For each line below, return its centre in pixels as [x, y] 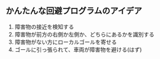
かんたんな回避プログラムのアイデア [74, 11]
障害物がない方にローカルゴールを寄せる [66, 42]
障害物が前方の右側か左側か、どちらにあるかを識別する [84, 34]
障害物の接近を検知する [44, 27]
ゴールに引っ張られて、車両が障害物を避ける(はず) [78, 49]
